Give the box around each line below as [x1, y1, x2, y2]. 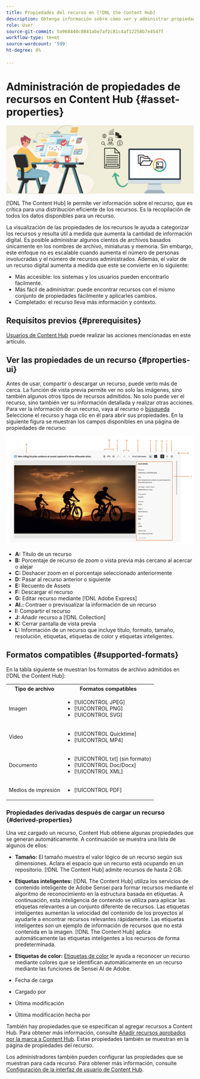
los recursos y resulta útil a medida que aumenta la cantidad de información [6, 230, 192, 237]
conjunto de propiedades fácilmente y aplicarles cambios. [14, 292, 157, 299]
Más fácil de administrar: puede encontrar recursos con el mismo [14, 286, 176, 293]
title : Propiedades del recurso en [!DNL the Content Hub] [6, 10, 156, 15]
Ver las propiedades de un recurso [6, 355, 137, 365]
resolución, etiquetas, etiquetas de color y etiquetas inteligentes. [14, 632, 174, 640]
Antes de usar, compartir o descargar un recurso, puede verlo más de [6, 380, 177, 387]
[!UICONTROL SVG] [74, 712, 123, 719]
